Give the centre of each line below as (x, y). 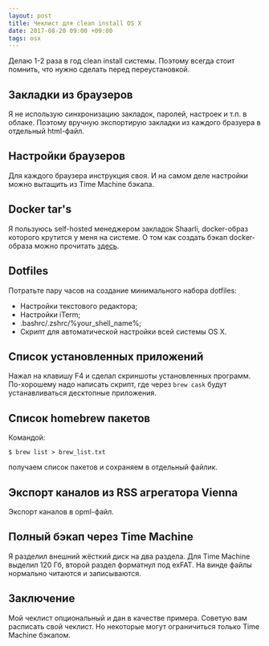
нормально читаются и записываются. (75, 573)
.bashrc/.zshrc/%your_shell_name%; (81, 323)
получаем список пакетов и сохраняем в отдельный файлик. (113, 467)
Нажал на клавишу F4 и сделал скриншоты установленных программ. (130, 376)
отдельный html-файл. (46, 131)
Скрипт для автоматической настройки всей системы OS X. (123, 331)
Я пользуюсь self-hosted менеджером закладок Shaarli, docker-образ (128, 229)
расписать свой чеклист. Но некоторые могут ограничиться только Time (134, 626)
